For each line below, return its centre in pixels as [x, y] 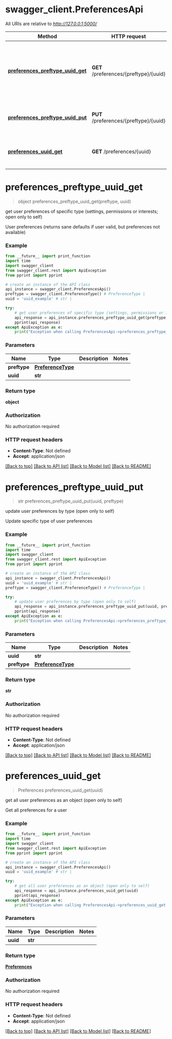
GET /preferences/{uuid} [121, 151]
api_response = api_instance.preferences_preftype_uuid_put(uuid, [87, 607]
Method [47, 36]
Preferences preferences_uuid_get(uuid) [60, 790]
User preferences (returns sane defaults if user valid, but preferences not [83, 226]
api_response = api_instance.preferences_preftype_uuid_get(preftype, [91, 318]
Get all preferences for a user [36, 810]
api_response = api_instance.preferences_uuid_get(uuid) [77, 891]
